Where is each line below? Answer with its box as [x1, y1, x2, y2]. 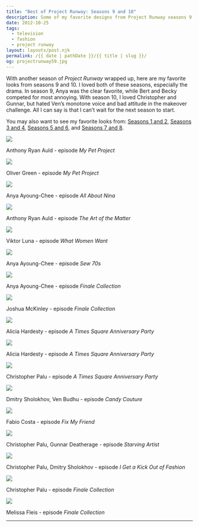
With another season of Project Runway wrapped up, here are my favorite [6, 75, 186, 82]
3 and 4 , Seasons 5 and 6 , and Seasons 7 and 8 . [6, 124, 124, 131]
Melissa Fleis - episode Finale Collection [6, 509, 105, 516]
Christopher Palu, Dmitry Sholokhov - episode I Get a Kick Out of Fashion [6, 463, 185, 471]
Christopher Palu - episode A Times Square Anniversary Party [6, 373, 158, 380]
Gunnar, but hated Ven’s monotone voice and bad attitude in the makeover [6, 100, 188, 107]
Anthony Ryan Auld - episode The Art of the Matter [6, 214, 131, 221]
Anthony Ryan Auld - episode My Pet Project [6, 147, 115, 154]
